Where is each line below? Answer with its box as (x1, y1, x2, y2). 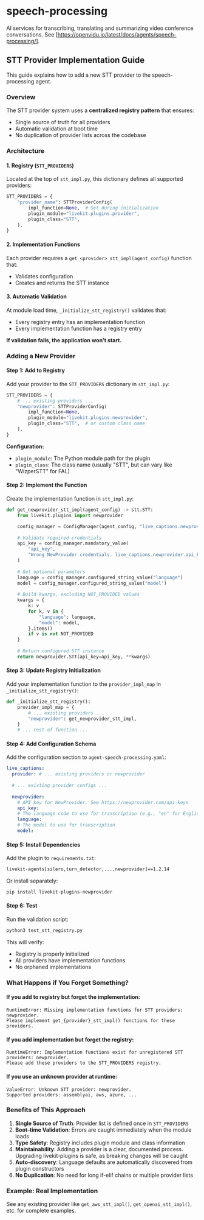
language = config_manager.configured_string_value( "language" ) (17, 574, 183, 580)
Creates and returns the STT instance (15, 279, 109, 286)
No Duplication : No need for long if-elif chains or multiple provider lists (15, 1171, 193, 1179)
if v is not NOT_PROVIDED (28, 631, 94, 637)
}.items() (28, 626, 53, 632)
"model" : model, (38, 619, 80, 626)
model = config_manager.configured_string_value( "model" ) (17, 580, 167, 586)
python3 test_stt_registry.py (6, 928, 83, 934)
